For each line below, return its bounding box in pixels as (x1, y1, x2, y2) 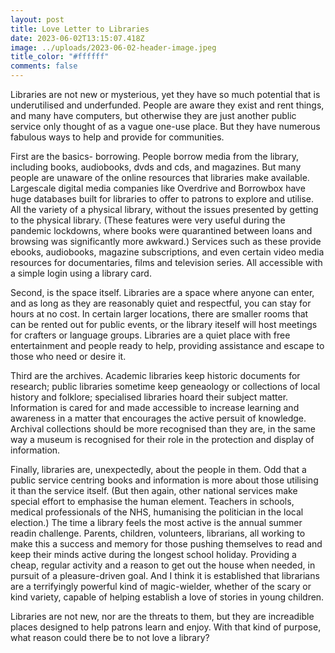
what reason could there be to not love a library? (10, 632, 210, 643)
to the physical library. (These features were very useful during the (10, 214, 286, 226)
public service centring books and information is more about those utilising (10, 474, 319, 486)
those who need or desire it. (10, 351, 127, 362)
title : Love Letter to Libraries (10, 24, 150, 34)
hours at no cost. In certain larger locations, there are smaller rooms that (10, 308, 309, 320)
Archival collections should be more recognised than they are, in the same (10, 423, 317, 435)
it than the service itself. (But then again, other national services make (10, 485, 298, 496)
